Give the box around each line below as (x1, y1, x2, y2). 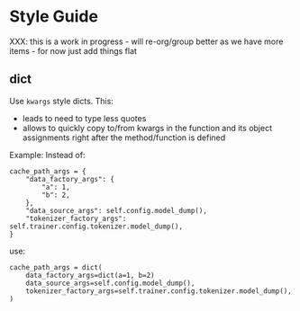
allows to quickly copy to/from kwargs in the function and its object (22, 122, 273, 133)
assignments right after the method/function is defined (22, 132, 226, 143)
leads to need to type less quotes (22, 112, 147, 123)
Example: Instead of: (9, 149, 86, 160)
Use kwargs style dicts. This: (9, 95, 114, 106)
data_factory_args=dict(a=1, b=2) (25, 271, 155, 280)
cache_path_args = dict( (9, 262, 103, 271)
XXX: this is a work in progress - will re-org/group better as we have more (9, 36, 284, 47)
